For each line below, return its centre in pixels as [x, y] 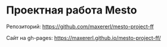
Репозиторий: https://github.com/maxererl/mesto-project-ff [80, 26]
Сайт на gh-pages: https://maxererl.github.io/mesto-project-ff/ [83, 38]
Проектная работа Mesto [72, 10]
